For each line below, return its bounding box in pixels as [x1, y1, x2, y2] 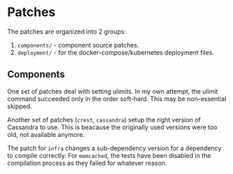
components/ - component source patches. [17, 41, 140, 49]
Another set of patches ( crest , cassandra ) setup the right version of [7, 115, 201, 124]
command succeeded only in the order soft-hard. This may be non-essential [7, 94, 227, 103]
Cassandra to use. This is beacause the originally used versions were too [7, 123, 218, 131]
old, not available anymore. [7, 130, 85, 138]
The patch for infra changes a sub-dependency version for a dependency [7, 144, 222, 152]
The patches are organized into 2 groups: [7, 27, 127, 36]
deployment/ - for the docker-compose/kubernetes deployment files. [17, 48, 215, 57]
